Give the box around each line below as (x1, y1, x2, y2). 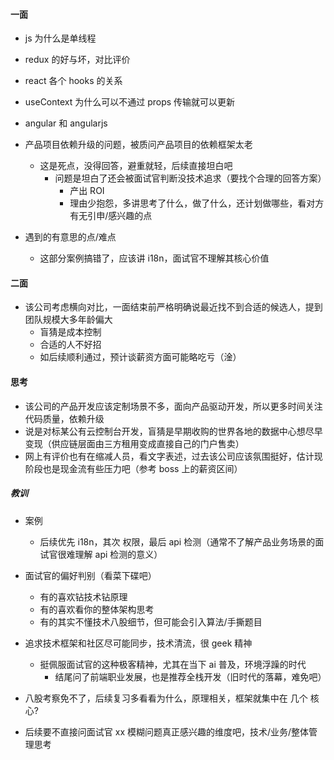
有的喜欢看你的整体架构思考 (39, 603, 155, 615)
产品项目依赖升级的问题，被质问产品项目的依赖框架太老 (24, 139, 253, 151)
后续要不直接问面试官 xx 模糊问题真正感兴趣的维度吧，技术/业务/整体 (24, 725, 310, 738)
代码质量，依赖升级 (24, 412, 105, 424)
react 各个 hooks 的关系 (24, 75, 123, 87)
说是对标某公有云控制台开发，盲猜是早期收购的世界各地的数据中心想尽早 (24, 425, 323, 437)
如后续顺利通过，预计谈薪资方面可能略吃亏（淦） (39, 351, 242, 363)
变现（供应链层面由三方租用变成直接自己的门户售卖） (24, 437, 245, 449)
